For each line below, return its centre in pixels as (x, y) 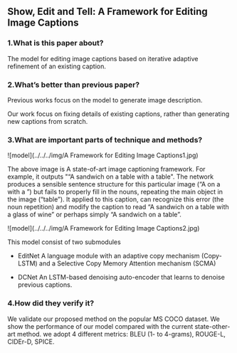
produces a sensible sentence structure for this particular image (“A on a (114, 184)
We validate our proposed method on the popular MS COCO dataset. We (114, 319)
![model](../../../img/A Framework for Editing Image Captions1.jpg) (103, 155)
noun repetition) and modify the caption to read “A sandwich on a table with (118, 207)
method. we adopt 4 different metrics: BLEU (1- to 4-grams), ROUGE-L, (121, 334)
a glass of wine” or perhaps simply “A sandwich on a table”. (94, 215)
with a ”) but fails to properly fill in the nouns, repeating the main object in (115, 192)
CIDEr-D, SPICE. (31, 342)
